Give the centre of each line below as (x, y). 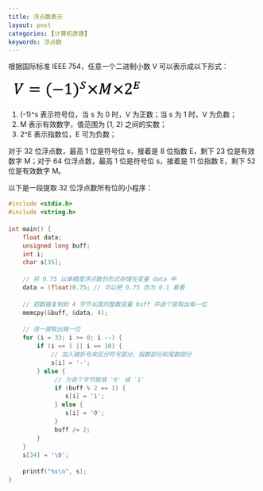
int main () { (30, 229)
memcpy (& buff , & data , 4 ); (66, 313)
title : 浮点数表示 (36, 17)
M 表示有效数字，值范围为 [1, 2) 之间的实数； (93, 125)
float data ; (42, 237)
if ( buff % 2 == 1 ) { (90, 388)
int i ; (33, 254)
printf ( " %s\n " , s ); (55, 472)
